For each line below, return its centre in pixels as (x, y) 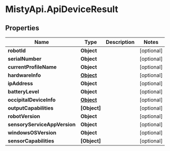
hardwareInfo (25, 75)
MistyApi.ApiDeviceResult (62, 9)
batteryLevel (24, 92)
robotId (17, 51)
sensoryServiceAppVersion (42, 124)
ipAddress (20, 83)
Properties (22, 28)
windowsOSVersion (32, 133)
